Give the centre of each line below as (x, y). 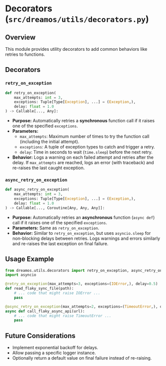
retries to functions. (25, 54)
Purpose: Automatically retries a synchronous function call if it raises (83, 121)
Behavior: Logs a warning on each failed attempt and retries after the (83, 157)
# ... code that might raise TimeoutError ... (63, 316)
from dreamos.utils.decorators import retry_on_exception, (67, 270)
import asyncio (21, 275)
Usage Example (30, 259)
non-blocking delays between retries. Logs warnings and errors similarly (86, 238)
